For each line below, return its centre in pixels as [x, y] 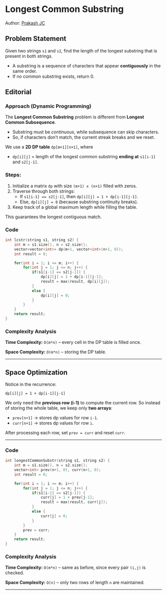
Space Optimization [37, 372]
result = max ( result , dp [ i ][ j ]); [75, 282]
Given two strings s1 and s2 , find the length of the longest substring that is [81, 50]
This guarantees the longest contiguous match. [53, 217]
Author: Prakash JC [25, 23]
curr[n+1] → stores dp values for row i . [53, 423]
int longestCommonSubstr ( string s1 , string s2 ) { [58, 461]
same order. [25, 71]
